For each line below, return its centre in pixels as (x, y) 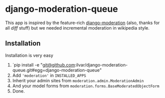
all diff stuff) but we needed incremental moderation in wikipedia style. (78, 28)
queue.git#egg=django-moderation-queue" (57, 70)
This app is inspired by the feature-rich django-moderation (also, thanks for (82, 23)
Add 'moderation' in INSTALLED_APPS (49, 75)
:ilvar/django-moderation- (101, 65)
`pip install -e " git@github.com (44, 65)
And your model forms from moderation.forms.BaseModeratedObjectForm (86, 86)
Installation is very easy (29, 55)
